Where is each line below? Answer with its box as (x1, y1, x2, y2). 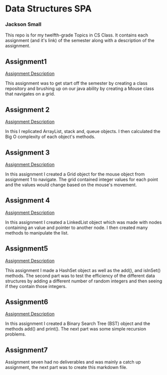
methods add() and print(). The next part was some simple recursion (5, 326, 146, 332)
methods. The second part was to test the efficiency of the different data (5, 272, 155, 278)
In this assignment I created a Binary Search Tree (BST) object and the (5, 320, 150, 326)
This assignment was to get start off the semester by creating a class (5, 80, 147, 86)
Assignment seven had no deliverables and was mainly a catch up (5, 359, 141, 365)
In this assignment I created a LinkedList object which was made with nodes (5, 219, 162, 225)
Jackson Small (5, 21, 41, 28)
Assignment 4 (5, 196, 50, 205)
